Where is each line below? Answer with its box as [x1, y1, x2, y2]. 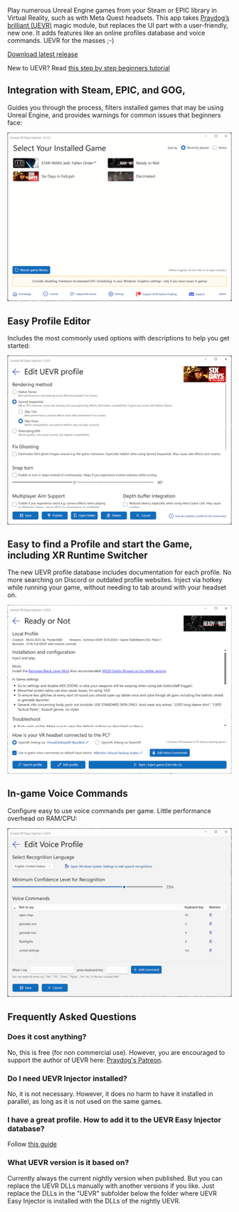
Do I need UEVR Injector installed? [7, 1073, 128, 1083]
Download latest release [7, 50, 78, 58]
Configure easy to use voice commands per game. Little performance [7, 806, 211, 815]
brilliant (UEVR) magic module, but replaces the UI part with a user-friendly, [7, 21, 229, 29]
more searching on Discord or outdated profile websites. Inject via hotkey [7, 576, 223, 584]
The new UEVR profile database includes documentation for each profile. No [7, 568, 232, 576]
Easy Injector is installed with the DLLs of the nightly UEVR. [7, 1196, 181, 1205]
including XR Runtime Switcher [7, 549, 148, 561]
